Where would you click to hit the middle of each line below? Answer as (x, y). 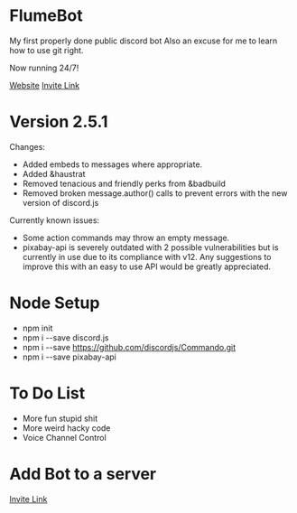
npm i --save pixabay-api (70, 357)
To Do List (47, 393)
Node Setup (55, 303)
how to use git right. (46, 50)
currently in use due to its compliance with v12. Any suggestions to (147, 256)
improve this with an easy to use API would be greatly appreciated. (147, 266)
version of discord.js (60, 202)
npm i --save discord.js (65, 337)
